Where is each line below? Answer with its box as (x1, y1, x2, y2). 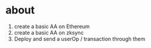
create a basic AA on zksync (14, 29, 84, 36)
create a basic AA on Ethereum (14, 23, 90, 30)
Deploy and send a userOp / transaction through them (14, 35, 146, 42)
